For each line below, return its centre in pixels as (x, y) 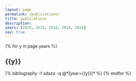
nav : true (15, 32)
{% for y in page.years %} (31, 46)
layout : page (18, 10)
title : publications (26, 19)
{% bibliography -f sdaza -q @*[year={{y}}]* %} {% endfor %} (68, 73)
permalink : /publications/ (32, 14)
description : (18, 23)
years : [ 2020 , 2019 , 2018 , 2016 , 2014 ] (46, 28)
